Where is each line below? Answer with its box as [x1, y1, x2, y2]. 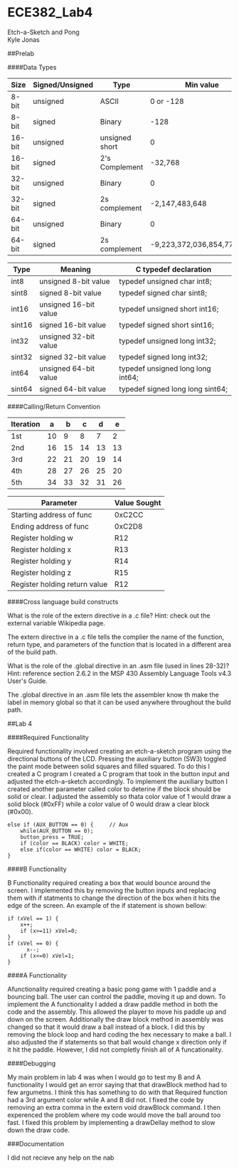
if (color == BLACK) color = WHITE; [20, 840, 129, 847]
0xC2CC [114, 509, 144, 519]
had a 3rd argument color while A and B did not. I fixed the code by [7, 1095, 204, 1104]
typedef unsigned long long [118, 364, 211, 374]
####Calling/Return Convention [7, 402, 101, 411]
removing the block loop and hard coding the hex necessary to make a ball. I [7, 1030, 232, 1039]
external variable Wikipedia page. [7, 618, 105, 627]
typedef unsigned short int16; [118, 304, 219, 314]
